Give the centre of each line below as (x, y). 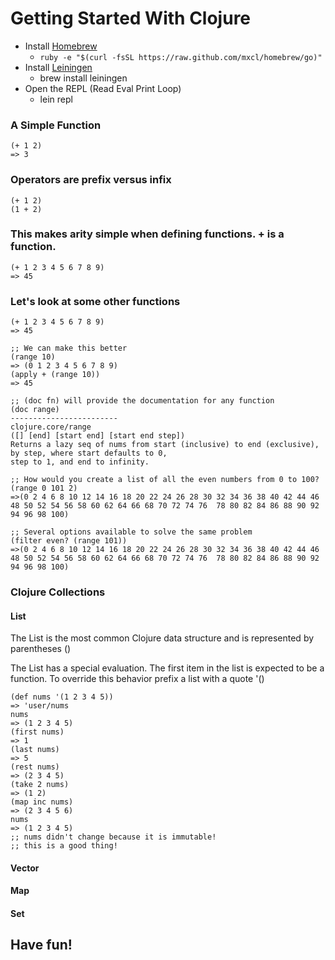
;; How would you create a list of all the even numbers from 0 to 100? (165, 480)
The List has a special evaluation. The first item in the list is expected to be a (167, 668)
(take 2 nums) (40, 785)
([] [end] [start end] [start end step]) (98, 436)
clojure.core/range (51, 427)
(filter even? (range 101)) (69, 541)
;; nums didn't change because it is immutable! (113, 837)
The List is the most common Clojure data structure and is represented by (162, 638)
